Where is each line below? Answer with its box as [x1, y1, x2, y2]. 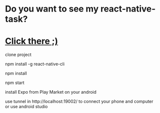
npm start [5, 80, 25, 85]
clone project [5, 52, 32, 57]
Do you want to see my [5, 3, 99, 14]
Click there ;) [5, 36, 58, 47]
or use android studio [5, 104, 48, 110]
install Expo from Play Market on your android [5, 89, 97, 95]
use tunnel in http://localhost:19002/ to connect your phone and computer [5, 99, 154, 104]
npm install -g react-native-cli [5, 61, 65, 67]
